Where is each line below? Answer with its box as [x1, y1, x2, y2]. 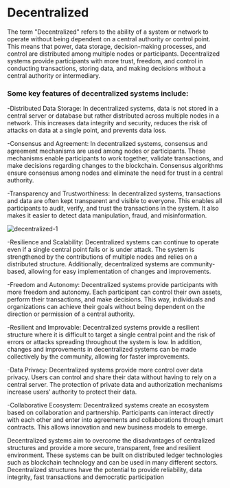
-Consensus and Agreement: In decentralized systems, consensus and [7, 140, 208, 148]
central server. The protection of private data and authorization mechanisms [7, 381, 223, 389]
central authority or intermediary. [7, 71, 101, 80]
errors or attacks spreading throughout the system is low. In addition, [7, 338, 203, 346]
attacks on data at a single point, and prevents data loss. [7, 126, 167, 135]
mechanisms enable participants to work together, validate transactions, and [7, 154, 224, 162]
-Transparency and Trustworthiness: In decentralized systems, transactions [7, 189, 221, 198]
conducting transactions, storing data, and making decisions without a [7, 64, 206, 72]
